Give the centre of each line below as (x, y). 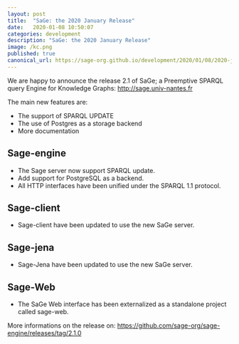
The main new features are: (48, 102)
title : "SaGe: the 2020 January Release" (71, 21)
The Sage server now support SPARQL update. (86, 170)
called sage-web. (43, 312)
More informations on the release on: (62, 325)
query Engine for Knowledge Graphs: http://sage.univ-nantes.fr (100, 88)
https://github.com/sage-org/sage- (169, 325)
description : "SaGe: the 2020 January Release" (79, 41)
